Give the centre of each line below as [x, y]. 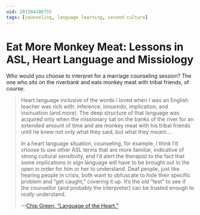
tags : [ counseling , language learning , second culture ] [77, 17]
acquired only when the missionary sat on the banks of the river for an [107, 119]
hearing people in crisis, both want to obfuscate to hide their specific [106, 175]
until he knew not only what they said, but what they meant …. [96, 132]
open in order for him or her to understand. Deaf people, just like [100, 169]
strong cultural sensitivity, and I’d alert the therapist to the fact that [103, 156]
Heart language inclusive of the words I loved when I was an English [104, 100]
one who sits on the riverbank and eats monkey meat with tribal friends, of [98, 82]
